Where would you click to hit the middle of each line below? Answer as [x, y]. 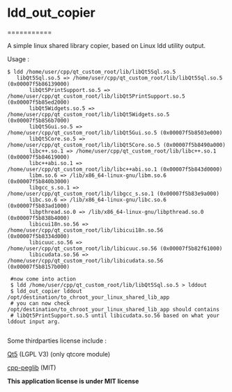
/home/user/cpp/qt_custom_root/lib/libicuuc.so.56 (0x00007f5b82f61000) [115, 249]
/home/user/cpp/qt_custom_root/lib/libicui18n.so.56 [85, 230]
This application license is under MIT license [73, 381]
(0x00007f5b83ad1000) [39, 206]
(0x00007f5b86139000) [39, 84]
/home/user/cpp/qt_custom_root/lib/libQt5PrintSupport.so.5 [96, 96]
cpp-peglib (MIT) [32, 368]
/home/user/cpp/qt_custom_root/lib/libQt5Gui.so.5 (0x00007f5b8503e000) [115, 133]
